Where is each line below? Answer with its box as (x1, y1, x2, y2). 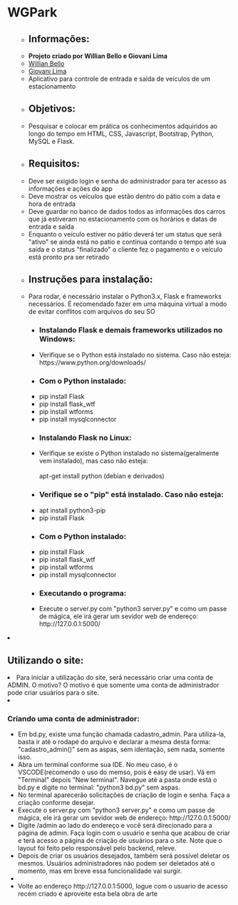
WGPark (7, 4, 58, 21)
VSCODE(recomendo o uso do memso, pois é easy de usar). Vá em (17, 768, 216, 776)
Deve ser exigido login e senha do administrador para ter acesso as (28, 177, 227, 185)
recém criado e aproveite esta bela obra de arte (17, 889, 158, 898)
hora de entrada (28, 199, 76, 208)
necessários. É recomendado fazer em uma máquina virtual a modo (28, 300, 227, 308)
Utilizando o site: (7, 654, 84, 666)
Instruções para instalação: (28, 273, 153, 286)
